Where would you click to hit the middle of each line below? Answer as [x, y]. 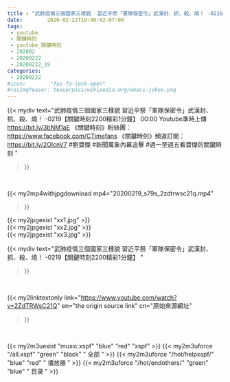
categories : [24, 71]
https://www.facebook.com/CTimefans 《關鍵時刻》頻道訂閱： [96, 136]
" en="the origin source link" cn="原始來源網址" [125, 306]
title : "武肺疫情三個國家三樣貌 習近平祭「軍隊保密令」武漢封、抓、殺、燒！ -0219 [115, 13]
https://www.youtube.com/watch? [129, 298]
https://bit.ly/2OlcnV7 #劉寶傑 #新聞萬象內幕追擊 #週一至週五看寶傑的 [105, 145]
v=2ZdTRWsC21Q [32, 306]
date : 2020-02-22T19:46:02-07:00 [66, 20]
